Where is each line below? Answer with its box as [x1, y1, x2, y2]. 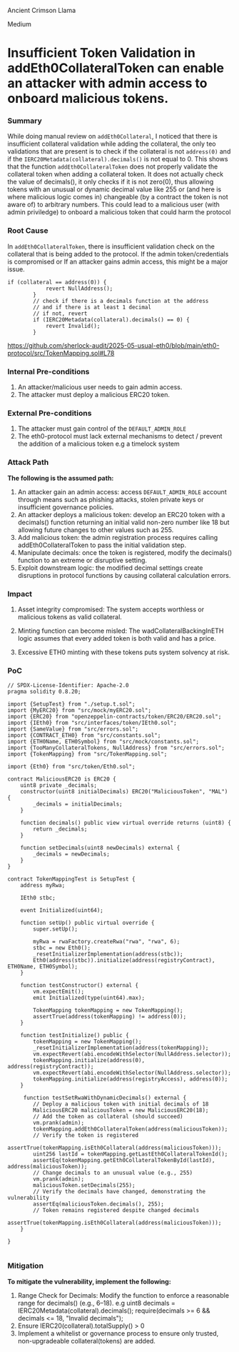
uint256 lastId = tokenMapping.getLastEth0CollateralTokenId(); [33, 1151, 228, 1158]
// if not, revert [33, 310, 88, 317]
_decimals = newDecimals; [33, 851, 111, 858]
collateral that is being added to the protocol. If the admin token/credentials [7, 249, 229, 258]
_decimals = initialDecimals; [33, 801, 123, 808]
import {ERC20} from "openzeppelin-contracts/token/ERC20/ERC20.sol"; [7, 713, 222, 721]
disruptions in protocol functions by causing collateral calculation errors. [17, 571, 231, 579]
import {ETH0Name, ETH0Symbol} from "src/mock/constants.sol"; [7, 738, 200, 746]
